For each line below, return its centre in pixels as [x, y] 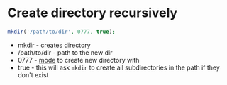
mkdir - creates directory [54, 45]
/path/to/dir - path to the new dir [65, 52]
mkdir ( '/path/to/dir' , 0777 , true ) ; [61, 32]
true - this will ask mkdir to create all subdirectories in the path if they [118, 67]
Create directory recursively [93, 13]
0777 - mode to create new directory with [78, 60]
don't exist [33, 74]
